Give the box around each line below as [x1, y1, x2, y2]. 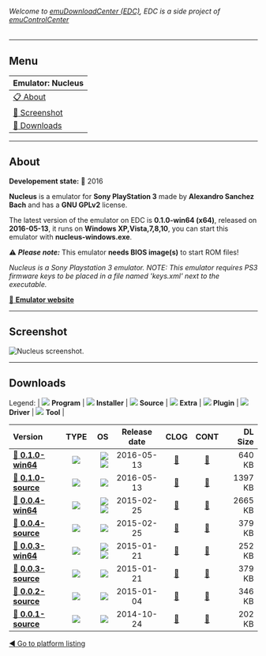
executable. [9, 279, 47, 288]
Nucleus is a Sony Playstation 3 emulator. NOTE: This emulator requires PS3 [9, 262, 258, 272]
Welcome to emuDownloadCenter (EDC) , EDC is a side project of [9, 6, 220, 16]
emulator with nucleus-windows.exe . [9, 232, 133, 241]
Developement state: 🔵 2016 [9, 176, 103, 186]
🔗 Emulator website [9, 295, 74, 304]
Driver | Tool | [9, 408, 66, 417]
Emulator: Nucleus [13, 77, 84, 89]
